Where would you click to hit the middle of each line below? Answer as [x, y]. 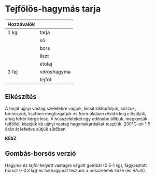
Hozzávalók [21, 24]
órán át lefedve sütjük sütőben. [36, 129]
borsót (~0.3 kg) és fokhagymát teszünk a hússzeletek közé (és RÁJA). [76, 170]
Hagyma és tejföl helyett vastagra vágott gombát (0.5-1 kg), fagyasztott [76, 165]
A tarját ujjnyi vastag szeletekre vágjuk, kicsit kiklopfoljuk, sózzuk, [70, 108]
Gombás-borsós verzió [41, 154]
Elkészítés [21, 97]
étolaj [46, 64]
